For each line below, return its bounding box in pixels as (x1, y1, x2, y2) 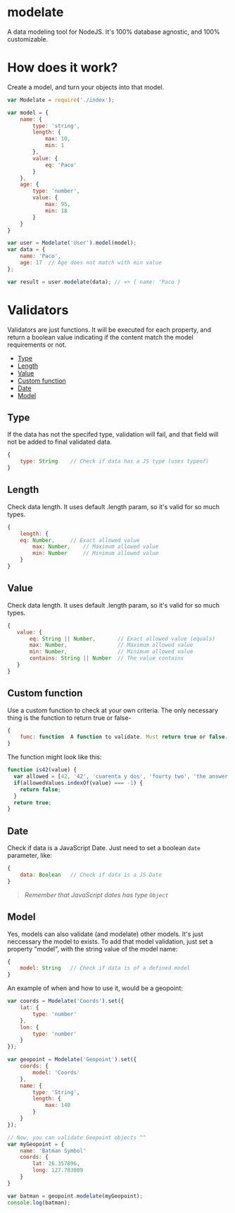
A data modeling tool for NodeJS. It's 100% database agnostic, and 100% (7, 27, 220, 36)
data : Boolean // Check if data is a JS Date (20, 871, 162, 878)
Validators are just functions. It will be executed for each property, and (7, 325, 211, 334)
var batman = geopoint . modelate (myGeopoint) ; (7, 1193, 143, 1200)
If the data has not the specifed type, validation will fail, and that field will (7, 430, 219, 439)
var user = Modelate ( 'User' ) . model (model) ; (7, 240, 137, 247)
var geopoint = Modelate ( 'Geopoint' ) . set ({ (7, 1056, 137, 1063)
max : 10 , (44, 135, 71, 143)
